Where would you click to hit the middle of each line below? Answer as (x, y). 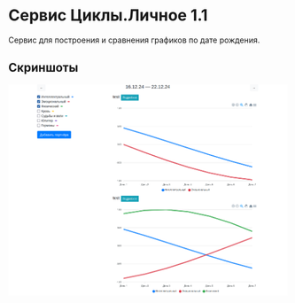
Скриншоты (43, 68)
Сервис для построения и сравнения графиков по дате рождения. (134, 40)
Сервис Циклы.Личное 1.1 (108, 16)
